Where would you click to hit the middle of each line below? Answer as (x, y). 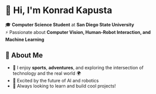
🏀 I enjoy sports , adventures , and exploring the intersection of (78, 67)
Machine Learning (25, 39)
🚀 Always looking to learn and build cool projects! (64, 86)
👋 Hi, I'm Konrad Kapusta (59, 10)
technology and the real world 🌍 (47, 73)
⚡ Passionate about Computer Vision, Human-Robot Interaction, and (78, 32)
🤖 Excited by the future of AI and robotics (55, 80)
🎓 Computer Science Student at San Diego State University (70, 24)
